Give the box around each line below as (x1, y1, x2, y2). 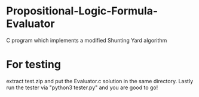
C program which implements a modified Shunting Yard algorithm (6, 37, 167, 44)
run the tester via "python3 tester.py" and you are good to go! (6, 84, 158, 91)
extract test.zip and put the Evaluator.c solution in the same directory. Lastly (6, 77, 193, 84)
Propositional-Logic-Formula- (6, 4, 158, 18)
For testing (6, 58, 62, 71)
